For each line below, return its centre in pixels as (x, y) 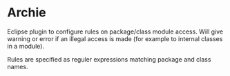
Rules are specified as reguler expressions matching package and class (109, 59)
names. (18, 66)
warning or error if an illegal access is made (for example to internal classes (115, 38)
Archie (27, 13)
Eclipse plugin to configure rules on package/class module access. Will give (115, 31)
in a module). (26, 46)
